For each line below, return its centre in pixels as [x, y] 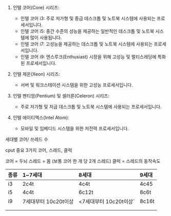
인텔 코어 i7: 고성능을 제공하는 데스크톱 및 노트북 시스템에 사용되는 [87, 44]
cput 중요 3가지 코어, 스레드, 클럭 [39, 150]
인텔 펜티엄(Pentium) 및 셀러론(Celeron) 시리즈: [61, 96]
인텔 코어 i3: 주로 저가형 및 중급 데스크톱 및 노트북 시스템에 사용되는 [88, 18]
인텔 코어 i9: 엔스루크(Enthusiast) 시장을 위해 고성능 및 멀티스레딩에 [88, 57]
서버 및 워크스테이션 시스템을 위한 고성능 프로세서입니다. [77, 85]
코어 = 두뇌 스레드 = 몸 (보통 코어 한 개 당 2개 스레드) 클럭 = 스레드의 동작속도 [83, 161]
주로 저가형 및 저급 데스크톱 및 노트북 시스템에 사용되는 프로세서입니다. [91, 107]
